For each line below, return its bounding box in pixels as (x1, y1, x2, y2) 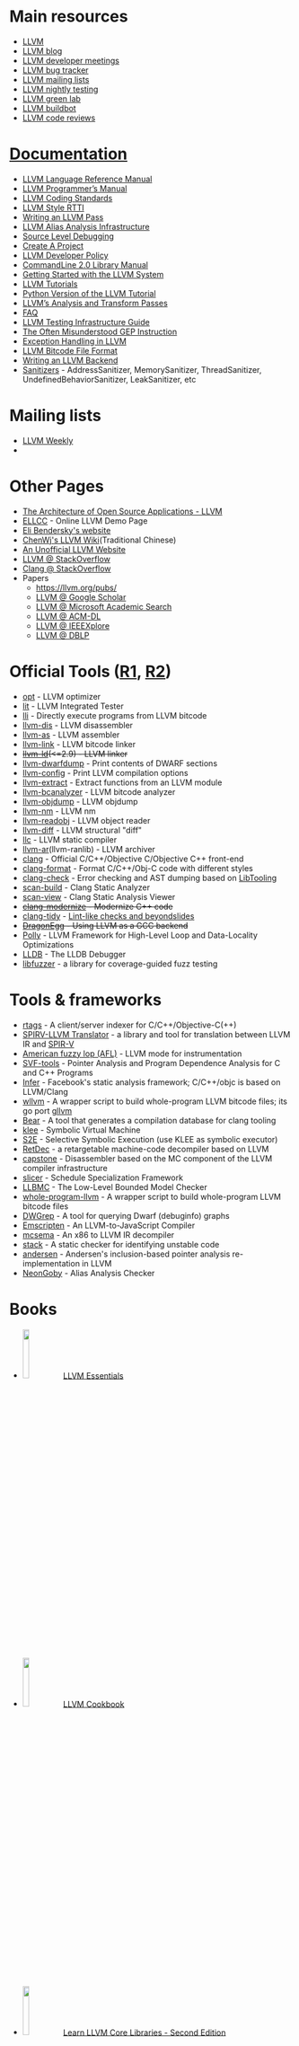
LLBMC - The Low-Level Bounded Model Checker (22, 1181, 208, 1192)
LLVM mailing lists (22, 74, 90, 84)
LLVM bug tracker (22, 65, 89, 75)
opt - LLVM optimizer (22, 691, 101, 701)
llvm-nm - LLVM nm (22, 806, 96, 816)
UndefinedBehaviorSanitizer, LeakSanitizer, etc (22, 374, 197, 384)
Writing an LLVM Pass (22, 211, 104, 222)
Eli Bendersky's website (22, 525, 111, 535)
